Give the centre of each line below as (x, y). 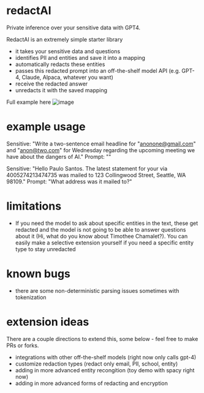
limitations (34, 206)
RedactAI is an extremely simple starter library (65, 39)
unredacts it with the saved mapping (61, 90)
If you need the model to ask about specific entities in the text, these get (106, 223)
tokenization (31, 297)
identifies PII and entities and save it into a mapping (80, 57)
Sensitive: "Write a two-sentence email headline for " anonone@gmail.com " (101, 144)
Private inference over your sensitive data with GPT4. (74, 28)
